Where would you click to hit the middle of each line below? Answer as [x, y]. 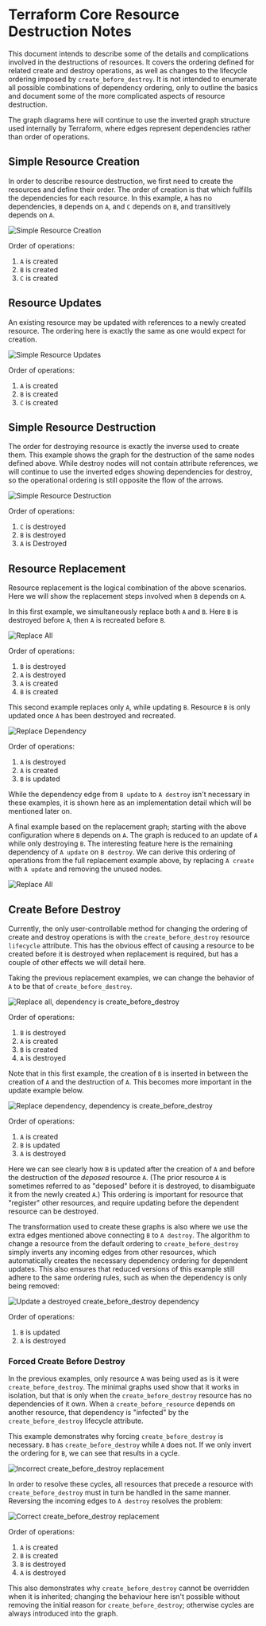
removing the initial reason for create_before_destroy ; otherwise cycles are [131, 1605]
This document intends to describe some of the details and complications [128, 53]
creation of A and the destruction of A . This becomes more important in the [130, 1082]
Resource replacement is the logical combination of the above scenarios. [127, 588]
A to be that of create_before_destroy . [70, 986]
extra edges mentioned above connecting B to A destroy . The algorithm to [129, 1235]
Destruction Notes [70, 31]
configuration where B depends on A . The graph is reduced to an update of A [133, 835]
